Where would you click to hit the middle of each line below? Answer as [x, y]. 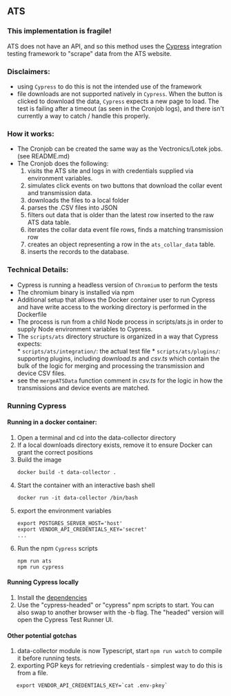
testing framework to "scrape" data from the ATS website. [90, 53]
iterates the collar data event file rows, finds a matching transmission [125, 230]
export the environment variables [64, 511]
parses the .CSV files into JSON [72, 208]
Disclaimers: [29, 71]
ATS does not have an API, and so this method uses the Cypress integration [114, 46]
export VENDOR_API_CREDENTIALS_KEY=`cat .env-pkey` [92, 686]
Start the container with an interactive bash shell [86, 485]
